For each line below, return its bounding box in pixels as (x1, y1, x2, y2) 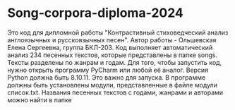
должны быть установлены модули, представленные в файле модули (7, 80, 217, 89)
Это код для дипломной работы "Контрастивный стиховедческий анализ (7, 28, 229, 37)
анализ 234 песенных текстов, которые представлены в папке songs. (7, 51, 217, 59)
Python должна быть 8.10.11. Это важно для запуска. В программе (7, 73, 206, 82)
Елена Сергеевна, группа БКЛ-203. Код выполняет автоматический (7, 43, 213, 51)
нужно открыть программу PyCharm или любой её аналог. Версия (7, 66, 209, 74)
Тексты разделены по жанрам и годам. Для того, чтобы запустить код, (7, 58, 222, 66)
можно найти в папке (7, 95, 72, 104)
